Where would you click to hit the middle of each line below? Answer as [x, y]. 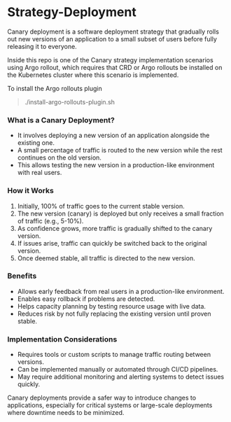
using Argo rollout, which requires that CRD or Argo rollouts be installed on [115, 67]
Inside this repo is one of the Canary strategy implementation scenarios [110, 59]
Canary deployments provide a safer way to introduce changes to [102, 398]
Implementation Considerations [62, 339]
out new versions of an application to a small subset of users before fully [112, 38]
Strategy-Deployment [72, 12]
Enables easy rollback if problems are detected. [86, 299]
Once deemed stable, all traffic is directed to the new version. [106, 258]
